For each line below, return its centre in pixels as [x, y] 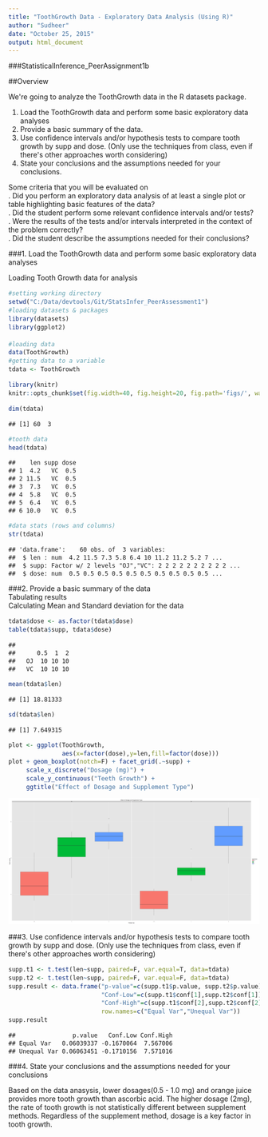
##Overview [29, 82]
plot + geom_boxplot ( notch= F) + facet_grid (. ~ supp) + [100, 762]
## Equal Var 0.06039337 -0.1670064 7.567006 [91, 1043]
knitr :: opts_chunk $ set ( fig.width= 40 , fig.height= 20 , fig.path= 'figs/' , [130, 393]
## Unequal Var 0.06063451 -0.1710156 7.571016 [91, 1051]
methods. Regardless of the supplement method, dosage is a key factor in [130, 1116]
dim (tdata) [26, 409]
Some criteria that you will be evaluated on [79, 187]
